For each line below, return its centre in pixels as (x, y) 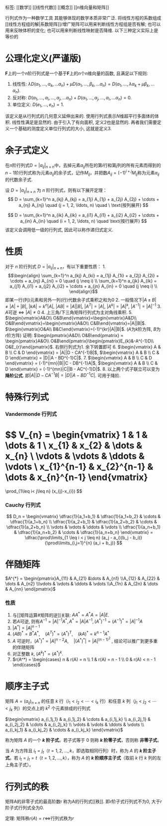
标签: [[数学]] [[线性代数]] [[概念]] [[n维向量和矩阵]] (57, 7)
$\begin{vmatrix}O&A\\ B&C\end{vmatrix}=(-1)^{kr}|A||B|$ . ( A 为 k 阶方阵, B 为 (83, 329)
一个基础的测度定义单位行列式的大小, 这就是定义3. (60, 129)
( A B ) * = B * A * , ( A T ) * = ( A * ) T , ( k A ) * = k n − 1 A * (61, 634)
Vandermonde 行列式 (31, 414)
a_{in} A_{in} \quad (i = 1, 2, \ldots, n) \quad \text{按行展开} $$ (83, 221)
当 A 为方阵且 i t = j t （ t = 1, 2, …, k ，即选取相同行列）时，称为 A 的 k (74, 751)
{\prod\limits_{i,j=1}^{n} (68, 543)
